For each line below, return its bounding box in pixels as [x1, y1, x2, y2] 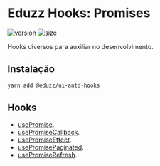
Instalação [7, 63, 55, 76]
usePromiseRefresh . [17, 151, 78, 160]
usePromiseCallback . [17, 128, 80, 137]
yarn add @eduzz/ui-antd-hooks [7, 82, 100, 89]
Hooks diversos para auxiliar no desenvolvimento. [7, 42, 154, 51]
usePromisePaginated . [17, 143, 84, 152]
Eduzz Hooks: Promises [7, 5, 151, 21]
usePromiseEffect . [17, 135, 72, 144]
